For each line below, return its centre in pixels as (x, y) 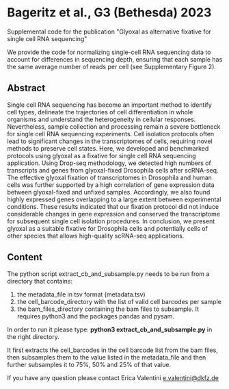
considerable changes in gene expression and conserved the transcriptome (114, 214)
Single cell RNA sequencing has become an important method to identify (109, 105)
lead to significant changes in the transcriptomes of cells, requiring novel (110, 141)
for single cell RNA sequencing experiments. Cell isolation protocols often (111, 134)
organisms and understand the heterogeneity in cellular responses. (102, 119)
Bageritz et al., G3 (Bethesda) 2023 (109, 13)
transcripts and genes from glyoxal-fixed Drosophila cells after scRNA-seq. (113, 170)
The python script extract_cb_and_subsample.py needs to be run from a (108, 274)
